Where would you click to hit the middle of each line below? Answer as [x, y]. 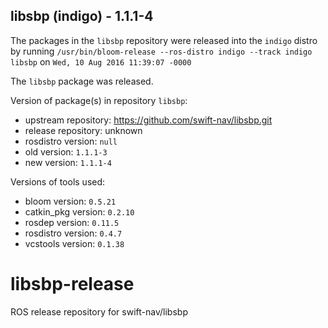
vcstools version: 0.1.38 [74, 243]
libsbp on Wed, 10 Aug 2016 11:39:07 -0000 [101, 61]
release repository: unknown [83, 130]
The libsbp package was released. [82, 81]
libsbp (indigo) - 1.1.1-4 [82, 16]
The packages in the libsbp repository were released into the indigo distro [164, 40]
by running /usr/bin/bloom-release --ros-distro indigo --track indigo [161, 51]
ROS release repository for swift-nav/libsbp [99, 311]
